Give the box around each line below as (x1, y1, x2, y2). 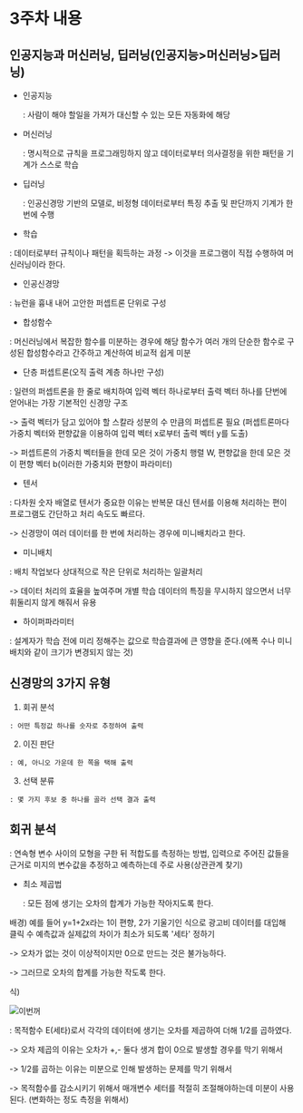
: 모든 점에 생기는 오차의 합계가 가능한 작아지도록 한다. (22, 897, 214, 908)
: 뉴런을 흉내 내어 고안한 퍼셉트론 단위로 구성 (9, 298, 167, 308)
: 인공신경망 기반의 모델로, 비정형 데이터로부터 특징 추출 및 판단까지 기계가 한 (22, 198, 294, 209)
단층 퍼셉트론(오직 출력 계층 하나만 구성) (22, 366, 165, 377)
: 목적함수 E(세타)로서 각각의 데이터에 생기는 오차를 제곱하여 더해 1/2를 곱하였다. (9, 1024, 292, 1035)
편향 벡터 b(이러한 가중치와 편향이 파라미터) (18, 459, 173, 469)
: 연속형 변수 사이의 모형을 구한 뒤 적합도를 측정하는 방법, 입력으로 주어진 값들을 (9, 847, 290, 858)
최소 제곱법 (22, 878, 63, 889)
